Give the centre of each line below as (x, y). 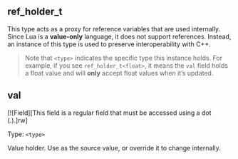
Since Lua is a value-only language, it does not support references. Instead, (119, 36)
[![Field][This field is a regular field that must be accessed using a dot (109, 113)
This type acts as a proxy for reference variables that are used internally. (114, 29)
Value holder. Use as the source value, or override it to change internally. (114, 148)
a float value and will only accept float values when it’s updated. (119, 73)
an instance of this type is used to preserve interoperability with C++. (109, 44)
